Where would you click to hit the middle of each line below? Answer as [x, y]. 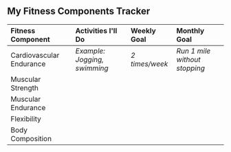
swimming [92, 68]
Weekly [143, 30]
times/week [149, 63]
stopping [190, 68]
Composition [31, 138]
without [188, 59]
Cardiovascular [35, 55]
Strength [25, 87]
